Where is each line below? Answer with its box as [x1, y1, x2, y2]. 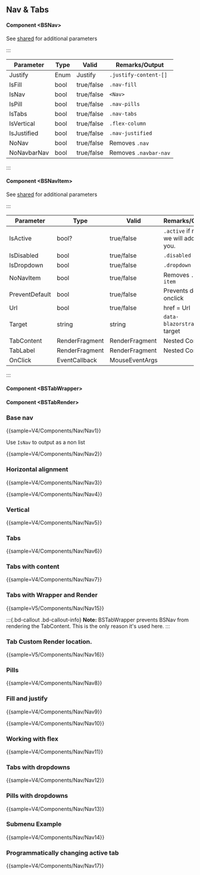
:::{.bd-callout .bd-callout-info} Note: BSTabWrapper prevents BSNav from [6, 616, 189, 623]
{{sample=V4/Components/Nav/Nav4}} [6, 490, 102, 498]
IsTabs [9, 109, 27, 118]
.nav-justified [109, 130, 152, 136]
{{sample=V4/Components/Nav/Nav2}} [6, 450, 102, 458]
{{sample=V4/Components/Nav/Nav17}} [6, 862, 104, 870]
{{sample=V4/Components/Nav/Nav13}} [6, 805, 105, 812]
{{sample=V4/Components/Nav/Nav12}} [6, 777, 105, 784]
